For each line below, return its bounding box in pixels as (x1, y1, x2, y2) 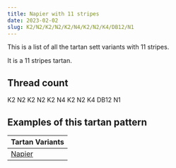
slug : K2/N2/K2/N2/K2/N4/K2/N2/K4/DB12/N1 (7, 23, 134, 30)
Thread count (7, 77, 69, 89)
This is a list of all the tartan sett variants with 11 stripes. (7, 43, 170, 52)
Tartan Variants (11, 137, 65, 147)
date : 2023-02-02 (7, 17, 59, 24)
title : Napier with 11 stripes (7, 10, 100, 18)
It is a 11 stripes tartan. (7, 56, 72, 65)
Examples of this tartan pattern (7, 116, 147, 128)
